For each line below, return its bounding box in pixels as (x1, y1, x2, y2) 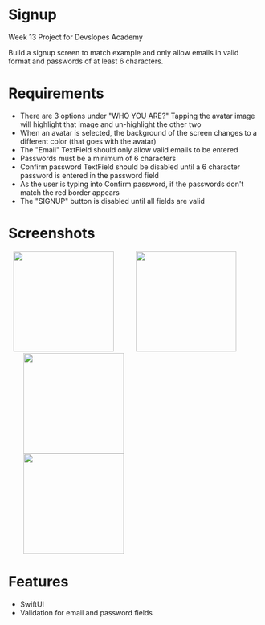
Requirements (8, 84, 104, 103)
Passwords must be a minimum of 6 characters (19, 153, 177, 163)
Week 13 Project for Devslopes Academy (8, 32, 143, 42)
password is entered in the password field (19, 170, 159, 180)
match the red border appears (19, 187, 120, 197)
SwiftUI (19, 599, 45, 609)
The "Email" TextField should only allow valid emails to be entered (19, 144, 238, 154)
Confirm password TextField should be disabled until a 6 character (19, 162, 241, 172)
